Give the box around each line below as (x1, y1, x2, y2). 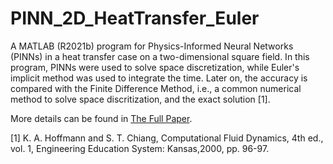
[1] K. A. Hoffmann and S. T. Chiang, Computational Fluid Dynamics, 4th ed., (10, 132, 324, 144)
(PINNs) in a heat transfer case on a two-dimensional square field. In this (10, 50, 310, 62)
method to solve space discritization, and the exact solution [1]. (10, 93, 271, 105)
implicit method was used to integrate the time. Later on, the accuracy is (10, 72, 308, 84)
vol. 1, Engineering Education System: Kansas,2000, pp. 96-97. (10, 142, 270, 154)
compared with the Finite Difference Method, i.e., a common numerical (10, 82, 302, 94)
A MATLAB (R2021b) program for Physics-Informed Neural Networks (10, 40, 294, 52)
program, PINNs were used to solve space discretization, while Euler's (10, 61, 300, 73)
